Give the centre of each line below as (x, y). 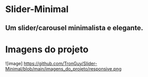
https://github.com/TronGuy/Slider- (60, 63)
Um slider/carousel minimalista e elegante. (74, 28)
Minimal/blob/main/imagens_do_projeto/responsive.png (63, 68)
